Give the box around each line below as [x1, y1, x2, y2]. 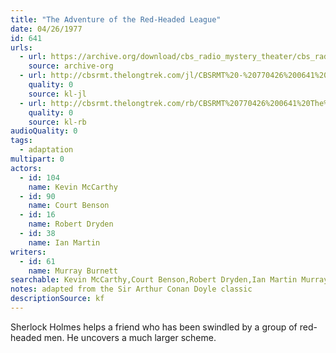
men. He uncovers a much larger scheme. [43, 331, 217, 343]
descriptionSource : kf [10, 294, 105, 304]
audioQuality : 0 [10, 126, 78, 136]
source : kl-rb [28, 117, 87, 127]
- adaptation [19, 145, 74, 155]
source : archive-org [28, 61, 114, 71]
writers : [10, 247, 47, 257]
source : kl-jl [28, 89, 87, 99]
